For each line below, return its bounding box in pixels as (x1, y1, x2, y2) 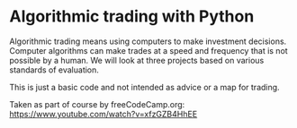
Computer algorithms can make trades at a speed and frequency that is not (9, 45, 288, 55)
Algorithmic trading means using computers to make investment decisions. (9, 36, 287, 47)
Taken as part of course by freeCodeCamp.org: (9, 98, 185, 109)
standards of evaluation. (9, 64, 99, 75)
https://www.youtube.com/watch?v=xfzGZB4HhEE (9, 108, 198, 119)
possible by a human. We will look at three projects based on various (9, 55, 265, 65)
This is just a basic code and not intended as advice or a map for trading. (9, 81, 281, 92)
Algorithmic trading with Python (9, 6, 255, 27)
